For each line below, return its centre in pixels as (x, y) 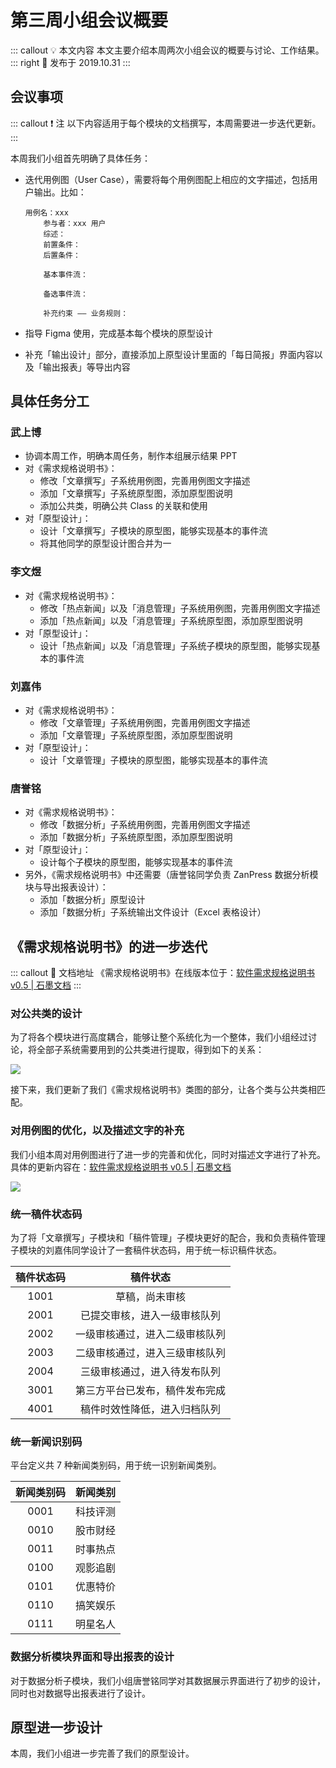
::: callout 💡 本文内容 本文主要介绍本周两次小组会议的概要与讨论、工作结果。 (167, 50)
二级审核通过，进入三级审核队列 (151, 1353)
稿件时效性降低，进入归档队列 (151, 1409)
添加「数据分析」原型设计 (92, 900)
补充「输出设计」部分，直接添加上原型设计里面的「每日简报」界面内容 (169, 354)
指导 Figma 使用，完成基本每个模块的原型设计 (119, 333)
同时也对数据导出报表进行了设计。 (80, 1693)
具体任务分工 (50, 401)
